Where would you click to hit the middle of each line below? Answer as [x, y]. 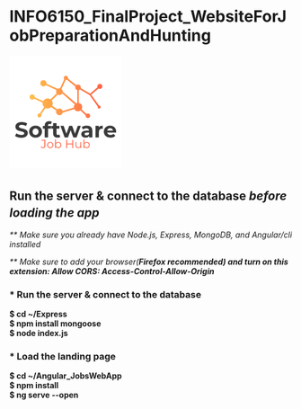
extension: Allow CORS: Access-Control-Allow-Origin [112, 271]
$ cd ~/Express [38, 314]
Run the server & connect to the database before [148, 196]
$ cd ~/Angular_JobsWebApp [66, 376]
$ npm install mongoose [55, 324]
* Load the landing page [63, 356]
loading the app [55, 213]
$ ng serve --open [44, 395]
